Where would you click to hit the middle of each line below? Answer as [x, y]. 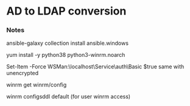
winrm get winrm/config [37, 85]
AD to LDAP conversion [66, 11]
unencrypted [23, 73]
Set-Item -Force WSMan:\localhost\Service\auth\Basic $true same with [95, 67]
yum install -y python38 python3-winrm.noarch [66, 55]
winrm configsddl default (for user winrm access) [69, 97]
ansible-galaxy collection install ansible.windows [68, 43]
